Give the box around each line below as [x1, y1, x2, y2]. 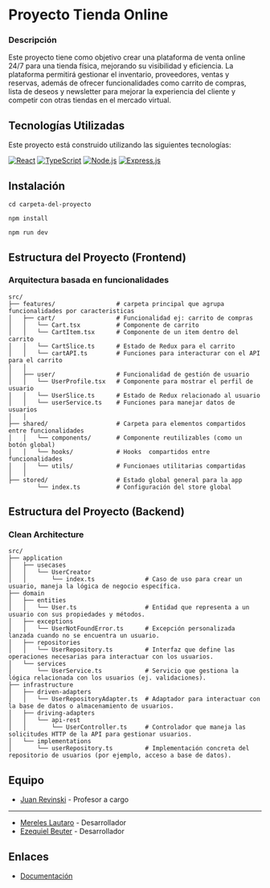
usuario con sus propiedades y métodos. [8, 610, 146, 619]
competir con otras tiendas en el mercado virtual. [8, 95, 171, 105]
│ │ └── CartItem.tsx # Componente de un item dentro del [8, 328, 239, 336]
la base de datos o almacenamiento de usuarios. [8, 702, 174, 710]
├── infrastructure [8, 681, 74, 689]
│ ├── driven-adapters [8, 688, 92, 696]
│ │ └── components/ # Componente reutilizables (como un [8, 433, 243, 442]
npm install [8, 215, 48, 223]
